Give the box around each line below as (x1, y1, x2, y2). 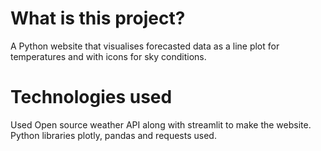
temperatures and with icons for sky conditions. (10, 50, 207, 62)
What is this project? (10, 7, 186, 30)
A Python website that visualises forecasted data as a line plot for (10, 40, 280, 52)
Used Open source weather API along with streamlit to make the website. (10, 118, 312, 131)
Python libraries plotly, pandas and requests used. (10, 129, 217, 141)
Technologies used (10, 86, 173, 109)
